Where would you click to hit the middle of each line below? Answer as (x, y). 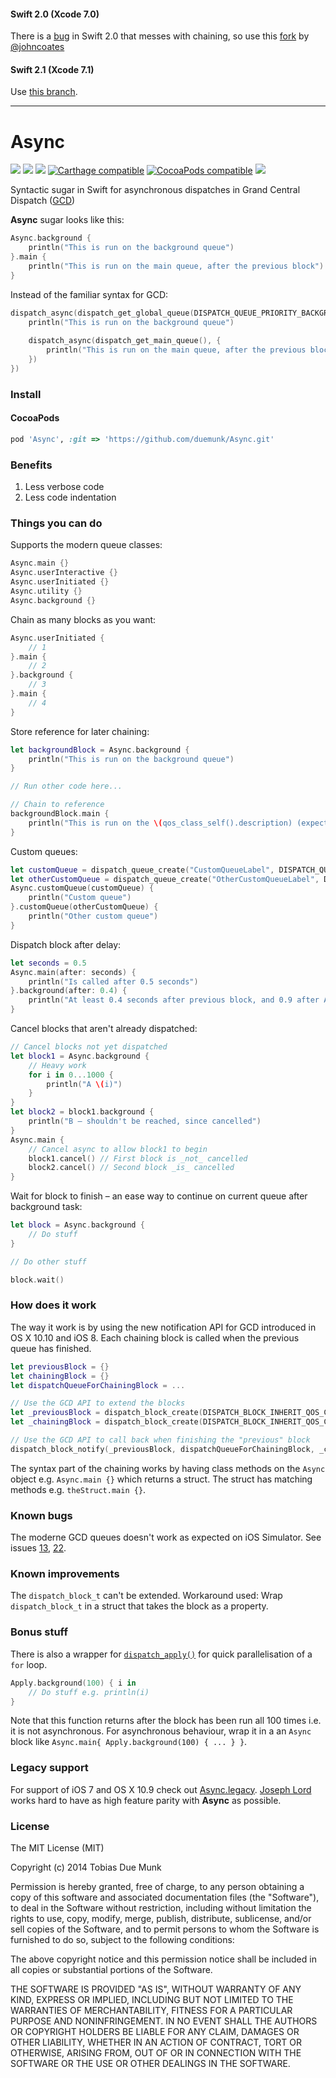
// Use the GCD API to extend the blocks (98, 1403)
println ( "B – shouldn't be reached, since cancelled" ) (145, 1121)
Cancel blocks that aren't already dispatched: (104, 1029)
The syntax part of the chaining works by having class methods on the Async (168, 1468)
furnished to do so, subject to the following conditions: (122, 1939)
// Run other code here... (66, 786)
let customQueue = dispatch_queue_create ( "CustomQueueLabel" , (142, 870)
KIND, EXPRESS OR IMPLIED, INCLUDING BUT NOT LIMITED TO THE (152, 1999)
